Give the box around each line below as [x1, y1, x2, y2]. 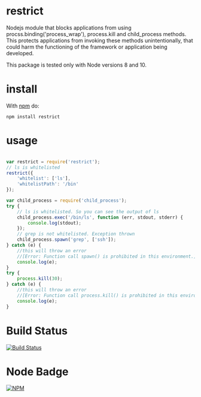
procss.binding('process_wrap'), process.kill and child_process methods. [6, 30, 187, 37]
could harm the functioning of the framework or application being [6, 43, 167, 50]
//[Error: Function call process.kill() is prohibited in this [17, 292, 178, 299]
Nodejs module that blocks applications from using [6, 24, 132, 31]
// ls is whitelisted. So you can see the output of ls [17, 208, 160, 214]
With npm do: [6, 102, 40, 109]
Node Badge [6, 365, 69, 378]
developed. [6, 49, 34, 56]
